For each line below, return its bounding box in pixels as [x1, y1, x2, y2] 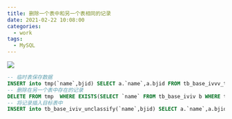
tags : [7, 36, 23, 43]
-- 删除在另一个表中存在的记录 [7, 87, 84, 94]
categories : [7, 23, 41, 30]
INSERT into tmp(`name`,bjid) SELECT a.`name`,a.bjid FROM [7, 80, 181, 87]
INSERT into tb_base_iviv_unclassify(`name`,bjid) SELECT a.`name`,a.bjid [7, 106, 227, 113]
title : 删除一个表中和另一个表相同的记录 [7, 10, 112, 17]
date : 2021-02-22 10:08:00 [7, 17, 85, 23]
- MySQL [13, 42, 36, 49]
